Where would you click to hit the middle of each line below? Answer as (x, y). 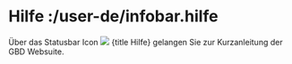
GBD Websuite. (36, 52)
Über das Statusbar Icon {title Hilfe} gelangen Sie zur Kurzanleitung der (146, 42)
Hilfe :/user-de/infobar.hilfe (113, 16)
